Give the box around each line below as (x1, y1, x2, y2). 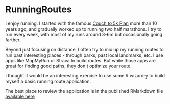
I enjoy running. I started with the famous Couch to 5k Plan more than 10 (5, 20, 157, 27)
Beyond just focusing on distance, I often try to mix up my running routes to (5, 46, 164, 53)
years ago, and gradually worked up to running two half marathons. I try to (5, 25, 162, 32)
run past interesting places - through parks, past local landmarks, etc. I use (5, 52, 163, 58)
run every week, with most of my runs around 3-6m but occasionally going (5, 31, 162, 37)
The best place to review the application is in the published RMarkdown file (5, 88, 163, 94)
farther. (5, 37, 21, 43)
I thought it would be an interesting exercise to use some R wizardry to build (5, 72, 165, 79)
